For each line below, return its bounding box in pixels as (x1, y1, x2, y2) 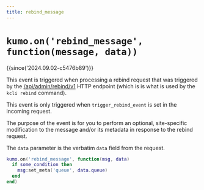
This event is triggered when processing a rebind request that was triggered (6, 76, 199, 83)
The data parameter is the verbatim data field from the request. (6, 144, 165, 151)
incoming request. (6, 107, 52, 115)
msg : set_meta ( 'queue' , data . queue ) (17, 167, 108, 173)
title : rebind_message (6, 9, 64, 15)
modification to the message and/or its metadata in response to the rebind (6, 126, 194, 133)
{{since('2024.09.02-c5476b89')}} (6, 64, 93, 71)
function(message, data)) (6, 46, 138, 58)
